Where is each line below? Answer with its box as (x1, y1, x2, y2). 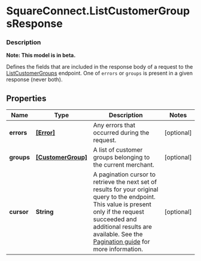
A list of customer (93, 146, 143, 154)
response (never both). (6, 76, 63, 83)
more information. (93, 245, 144, 253)
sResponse (6, 17, 63, 30)
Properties (6, 93, 47, 103)
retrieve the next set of (93, 178, 157, 186)
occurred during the (93, 128, 150, 137)
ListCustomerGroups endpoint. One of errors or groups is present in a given (6, 70, 193, 77)
